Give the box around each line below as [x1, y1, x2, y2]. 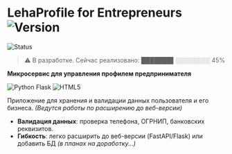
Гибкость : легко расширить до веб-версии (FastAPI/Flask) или [17, 132, 203, 140]
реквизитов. [17, 124, 54, 132]
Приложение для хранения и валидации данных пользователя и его [7, 96, 209, 105]
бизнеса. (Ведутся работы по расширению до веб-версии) [7, 103, 182, 112]
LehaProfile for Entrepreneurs [7, 5, 182, 21]
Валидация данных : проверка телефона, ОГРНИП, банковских [17, 117, 205, 126]
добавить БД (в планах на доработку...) [17, 139, 136, 147]
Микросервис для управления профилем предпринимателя [7, 69, 192, 78]
